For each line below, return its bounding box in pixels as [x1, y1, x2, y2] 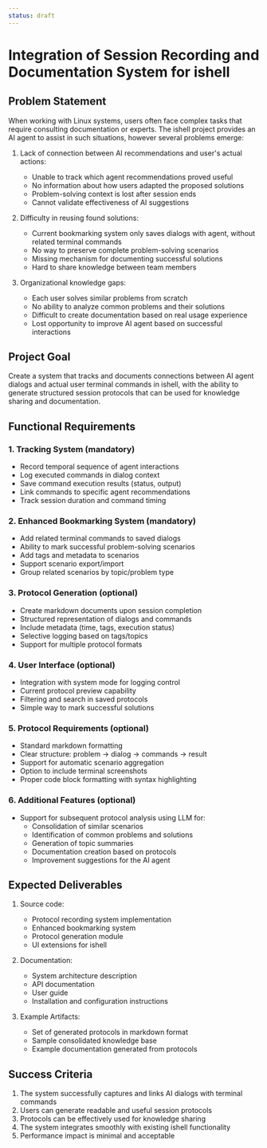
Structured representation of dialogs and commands [19, 614, 193, 623]
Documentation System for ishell [8, 63, 230, 81]
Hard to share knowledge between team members [31, 262, 197, 272]
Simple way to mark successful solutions [19, 703, 155, 713]
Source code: [19, 899, 65, 909]
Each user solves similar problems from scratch [31, 293, 189, 303]
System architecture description [31, 971, 137, 981]
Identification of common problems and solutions [31, 830, 194, 839]
